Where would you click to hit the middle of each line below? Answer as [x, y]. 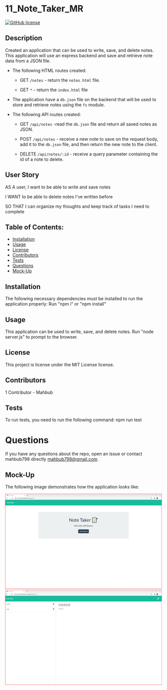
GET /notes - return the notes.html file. [60, 80]
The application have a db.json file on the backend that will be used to [84, 99]
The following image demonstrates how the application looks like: [72, 487]
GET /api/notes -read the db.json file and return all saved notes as [88, 124]
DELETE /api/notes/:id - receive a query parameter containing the [89, 154]
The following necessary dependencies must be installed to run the [74, 299]
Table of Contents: [35, 227]
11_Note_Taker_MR [44, 9]
